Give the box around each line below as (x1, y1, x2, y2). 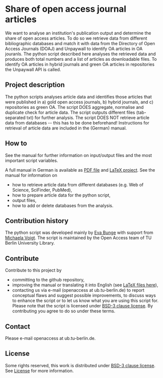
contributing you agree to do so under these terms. (12, 308, 116, 314)
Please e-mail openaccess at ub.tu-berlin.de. (5, 335, 96, 341)
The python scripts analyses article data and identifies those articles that (5, 94, 152, 100)
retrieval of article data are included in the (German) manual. (5, 125, 127, 131)
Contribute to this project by (5, 267, 62, 273)
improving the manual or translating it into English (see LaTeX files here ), (12, 282, 158, 288)
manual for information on (5, 172, 57, 178)
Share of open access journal (5, 3, 126, 15)
